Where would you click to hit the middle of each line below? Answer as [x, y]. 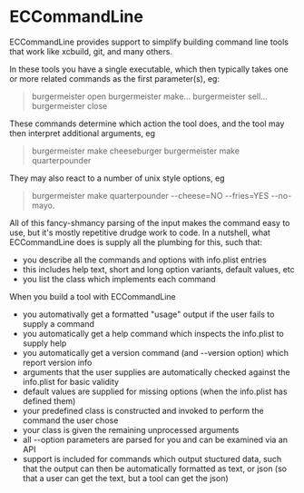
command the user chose [70, 420]
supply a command [59, 323]
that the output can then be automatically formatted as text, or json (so [155, 468]
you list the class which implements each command [119, 279]
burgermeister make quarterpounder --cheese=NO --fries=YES [150, 195]
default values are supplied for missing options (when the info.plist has [155, 391]
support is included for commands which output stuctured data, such [152, 458]
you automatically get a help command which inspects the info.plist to [153, 333]
